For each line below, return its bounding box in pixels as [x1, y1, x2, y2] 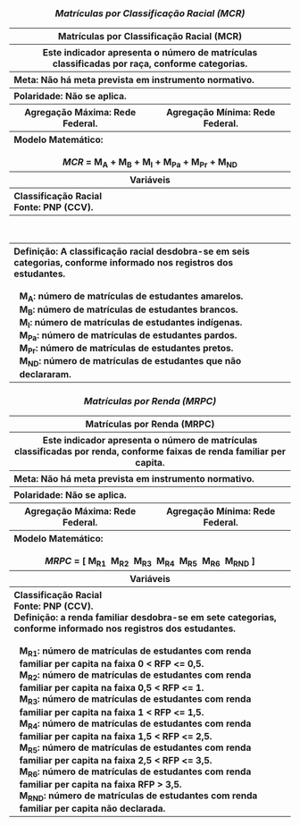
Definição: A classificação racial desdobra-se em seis [13, 245, 250, 257]
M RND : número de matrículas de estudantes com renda [19, 789, 258, 804]
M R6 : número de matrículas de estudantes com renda [19, 765, 252, 780]
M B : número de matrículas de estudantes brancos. [19, 303, 238, 317]
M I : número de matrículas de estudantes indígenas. [19, 316, 243, 331]
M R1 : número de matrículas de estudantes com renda [19, 645, 252, 659]
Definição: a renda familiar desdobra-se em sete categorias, [13, 611, 277, 624]
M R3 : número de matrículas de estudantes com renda [19, 693, 252, 707]
